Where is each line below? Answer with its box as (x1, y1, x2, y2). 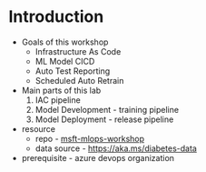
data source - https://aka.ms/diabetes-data (34, 143, 197, 154)
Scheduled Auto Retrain (34, 75, 124, 86)
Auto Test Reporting (34, 66, 111, 76)
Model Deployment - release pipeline (34, 114, 174, 125)
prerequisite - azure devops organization (21, 152, 174, 163)
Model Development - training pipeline (34, 104, 179, 115)
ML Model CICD (34, 56, 95, 66)
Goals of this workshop (21, 36, 109, 47)
